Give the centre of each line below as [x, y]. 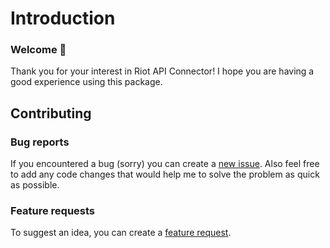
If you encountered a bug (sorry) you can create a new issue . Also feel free [165, 164]
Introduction [63, 18]
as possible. [35, 185]
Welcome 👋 [38, 50]
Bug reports [40, 142]
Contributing [51, 113]
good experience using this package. [86, 82]
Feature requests [53, 211]
